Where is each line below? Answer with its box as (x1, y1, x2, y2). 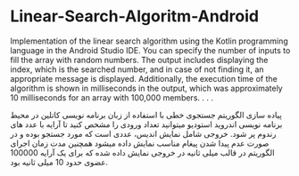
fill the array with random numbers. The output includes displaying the (10, 54, 269, 65)
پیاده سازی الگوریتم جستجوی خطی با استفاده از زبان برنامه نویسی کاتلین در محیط (10, 109, 282, 120)
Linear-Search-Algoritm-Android (10, 6, 260, 27)
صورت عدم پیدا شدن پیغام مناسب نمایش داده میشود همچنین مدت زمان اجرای (10, 138, 270, 148)
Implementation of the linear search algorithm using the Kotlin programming (10, 36, 288, 46)
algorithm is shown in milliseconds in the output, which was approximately (10, 83, 284, 93)
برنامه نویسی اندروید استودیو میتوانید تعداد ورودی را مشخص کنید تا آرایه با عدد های (10, 118, 283, 130)
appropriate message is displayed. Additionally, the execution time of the (10, 73, 278, 84)
